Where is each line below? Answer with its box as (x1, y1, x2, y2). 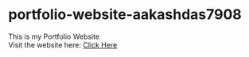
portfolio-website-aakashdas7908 (8, 6, 243, 24)
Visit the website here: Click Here (8, 40, 118, 49)
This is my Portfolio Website (8, 32, 100, 41)
